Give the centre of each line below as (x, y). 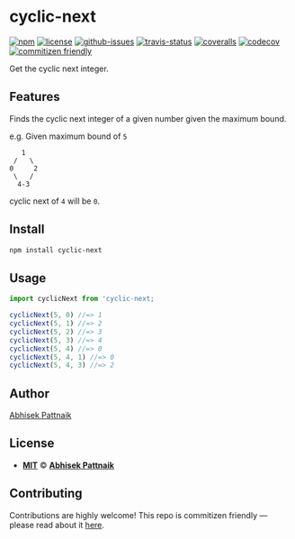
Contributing (46, 493)
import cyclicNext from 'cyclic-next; (82, 299)
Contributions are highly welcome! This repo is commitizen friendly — (139, 515)
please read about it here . (57, 525)
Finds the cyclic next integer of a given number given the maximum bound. (148, 118)
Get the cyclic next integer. (59, 69)
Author (29, 393)
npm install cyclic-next (56, 250)
